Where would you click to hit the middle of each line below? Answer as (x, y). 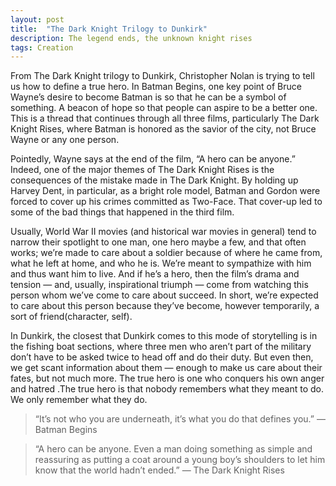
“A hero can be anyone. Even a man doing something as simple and (173, 449)
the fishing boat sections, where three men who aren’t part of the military (161, 347)
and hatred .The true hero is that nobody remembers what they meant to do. (167, 389)
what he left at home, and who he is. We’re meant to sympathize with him (161, 263)
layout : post (37, 19)
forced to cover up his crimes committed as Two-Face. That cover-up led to (166, 202)
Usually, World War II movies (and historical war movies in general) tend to (163, 232)
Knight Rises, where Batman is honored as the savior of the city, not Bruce (163, 129)
